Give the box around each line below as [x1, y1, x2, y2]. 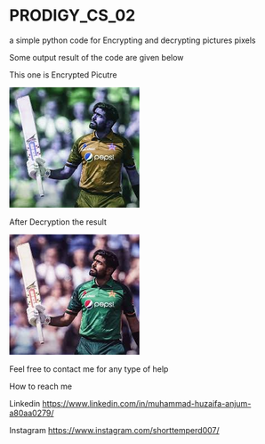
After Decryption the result [9, 216, 107, 227]
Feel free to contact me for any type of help [9, 363, 169, 374]
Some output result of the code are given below [9, 52, 184, 62]
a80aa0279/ [9, 407, 54, 418]
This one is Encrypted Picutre [9, 69, 117, 80]
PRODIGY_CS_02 [9, 5, 136, 26]
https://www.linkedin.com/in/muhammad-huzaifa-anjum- [42, 398, 252, 408]
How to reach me [9, 381, 73, 391]
